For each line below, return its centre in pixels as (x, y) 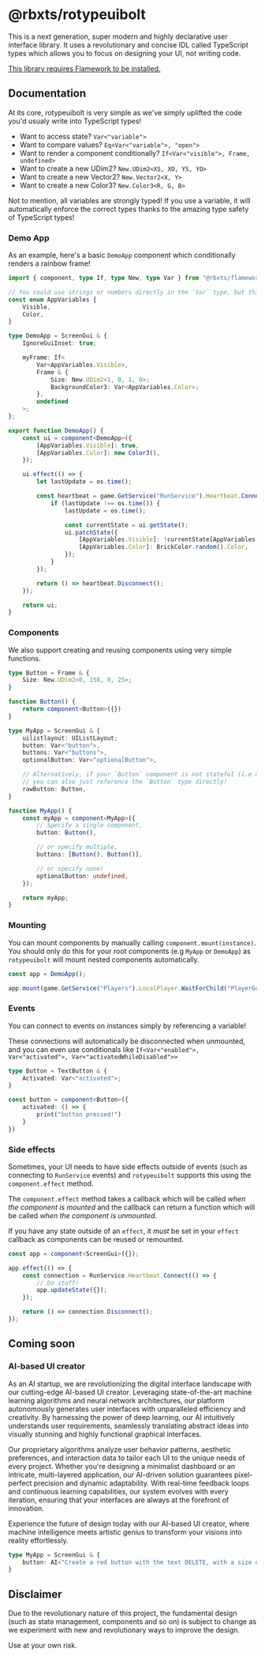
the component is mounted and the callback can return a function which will (132, 1207)
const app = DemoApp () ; (47, 974)
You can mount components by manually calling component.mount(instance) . (132, 942)
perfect (20, 1483)
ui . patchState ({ (91, 532)
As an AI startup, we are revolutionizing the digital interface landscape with (130, 1384)
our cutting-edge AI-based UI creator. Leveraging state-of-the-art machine (130, 1392)
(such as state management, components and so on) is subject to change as (132, 1622)
